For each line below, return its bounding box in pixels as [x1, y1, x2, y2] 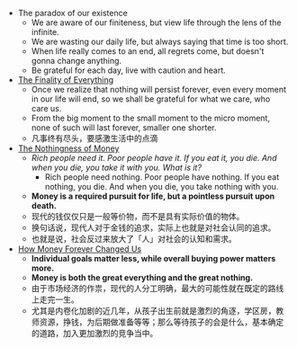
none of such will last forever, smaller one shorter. [31, 122, 217, 133]
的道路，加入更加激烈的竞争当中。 [31, 328, 158, 338]
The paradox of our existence [17, 8, 128, 18]
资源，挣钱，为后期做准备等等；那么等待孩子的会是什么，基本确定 [39, 316, 284, 327]
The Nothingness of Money [17, 143, 120, 154]
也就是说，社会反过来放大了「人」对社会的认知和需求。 [31, 234, 237, 244]
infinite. [31, 27, 60, 37]
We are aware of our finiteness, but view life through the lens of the [31, 17, 282, 28]
